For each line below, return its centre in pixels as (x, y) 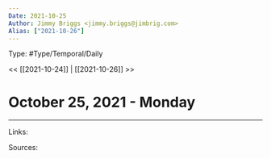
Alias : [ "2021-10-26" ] (46, 31)
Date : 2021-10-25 (38, 16)
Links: (18, 132)
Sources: (23, 148)
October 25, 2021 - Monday (102, 102)
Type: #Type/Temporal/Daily (56, 54)
